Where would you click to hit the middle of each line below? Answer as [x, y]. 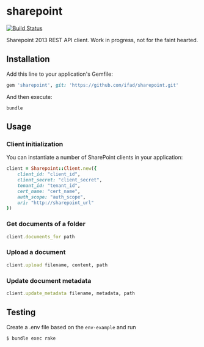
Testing [21, 312]
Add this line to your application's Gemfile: [60, 74]
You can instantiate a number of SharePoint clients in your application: [95, 158]
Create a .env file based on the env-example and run [71, 327]
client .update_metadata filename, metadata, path [71, 293]
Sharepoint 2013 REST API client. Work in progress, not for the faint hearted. [102, 40]
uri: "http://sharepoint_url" [56, 203]
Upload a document [36, 252]
